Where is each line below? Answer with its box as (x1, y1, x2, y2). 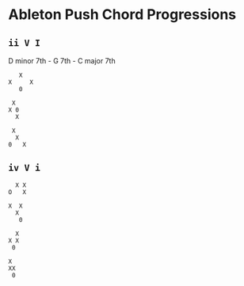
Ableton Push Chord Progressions (8, 6, 237, 24)
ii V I (8, 37, 41, 48)
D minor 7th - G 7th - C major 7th (8, 56, 116, 65)
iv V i (8, 162, 41, 174)
